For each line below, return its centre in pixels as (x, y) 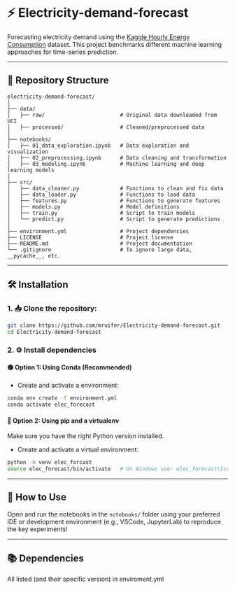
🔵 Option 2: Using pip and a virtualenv (63, 421)
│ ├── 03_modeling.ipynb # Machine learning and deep (106, 164)
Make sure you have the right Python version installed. (86, 436)
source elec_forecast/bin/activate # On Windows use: (90, 469)
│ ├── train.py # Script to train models (101, 213)
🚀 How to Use (37, 497)
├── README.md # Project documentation (100, 244)
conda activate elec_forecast (51, 405)
